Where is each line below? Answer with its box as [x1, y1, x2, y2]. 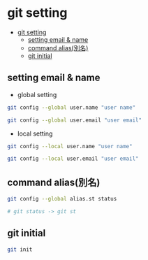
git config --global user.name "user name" [7, 103, 136, 111]
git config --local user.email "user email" [7, 155, 139, 162]
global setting [17, 90, 57, 99]
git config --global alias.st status [7, 196, 117, 203]
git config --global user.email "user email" [7, 117, 142, 124]
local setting [17, 129, 53, 138]
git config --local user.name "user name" [7, 143, 133, 150]
